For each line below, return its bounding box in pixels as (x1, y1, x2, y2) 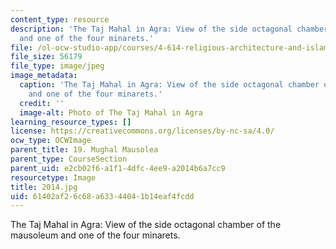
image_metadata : (10, 71, 78, 81)
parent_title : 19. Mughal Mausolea (10, 145, 159, 155)
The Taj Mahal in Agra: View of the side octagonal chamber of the (10, 219, 282, 231)
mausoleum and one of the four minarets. (10, 229, 181, 241)
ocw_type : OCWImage (10, 136, 92, 146)
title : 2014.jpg (10, 182, 78, 192)
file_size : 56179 (10, 52, 83, 62)
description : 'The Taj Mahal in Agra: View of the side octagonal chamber (10, 24, 329, 34)
